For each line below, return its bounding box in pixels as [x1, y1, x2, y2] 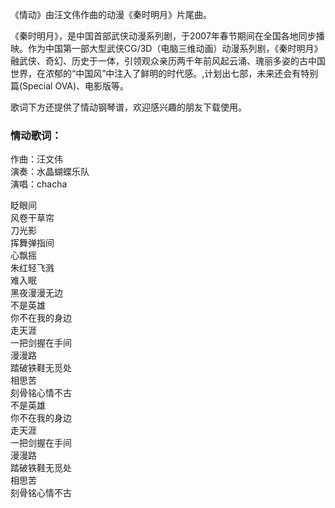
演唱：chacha [10, 178, 68, 190]
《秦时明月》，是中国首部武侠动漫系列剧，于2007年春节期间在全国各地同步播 [10, 30, 325, 42]
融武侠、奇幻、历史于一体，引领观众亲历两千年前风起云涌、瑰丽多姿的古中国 [10, 55, 326, 67]
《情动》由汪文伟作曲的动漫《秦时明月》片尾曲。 [10, 9, 212, 20]
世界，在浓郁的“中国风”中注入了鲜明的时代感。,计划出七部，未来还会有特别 [10, 68, 319, 79]
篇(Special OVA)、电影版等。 [10, 80, 130, 92]
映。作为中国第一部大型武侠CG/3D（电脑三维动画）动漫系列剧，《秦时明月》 [10, 43, 323, 54]
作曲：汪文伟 [10, 153, 63, 165]
